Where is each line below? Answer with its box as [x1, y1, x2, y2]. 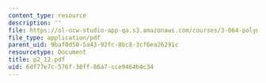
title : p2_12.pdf [8, 56, 66, 64]
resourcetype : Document [8, 48, 87, 56]
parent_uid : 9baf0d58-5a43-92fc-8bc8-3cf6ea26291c [8, 41, 179, 49]
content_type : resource [8, 11, 87, 20]
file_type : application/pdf [8, 33, 101, 42]
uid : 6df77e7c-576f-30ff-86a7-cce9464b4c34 [8, 63, 154, 71]
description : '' [8, 19, 62, 27]
